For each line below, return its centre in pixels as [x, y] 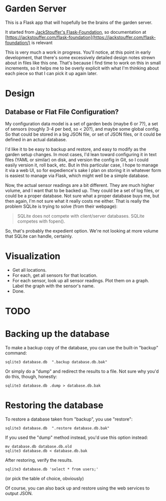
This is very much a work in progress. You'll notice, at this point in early [78, 52]
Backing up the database [57, 334]
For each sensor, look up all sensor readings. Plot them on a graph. [81, 280]
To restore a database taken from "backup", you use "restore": [69, 419]
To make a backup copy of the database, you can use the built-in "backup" [82, 348]
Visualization [33, 256]
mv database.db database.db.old [38, 446]
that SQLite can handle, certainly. [39, 236]
